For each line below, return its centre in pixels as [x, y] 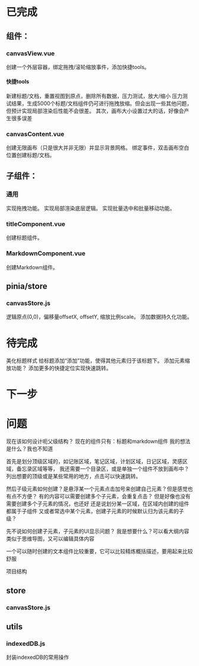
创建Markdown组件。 [32, 267]
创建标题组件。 [24, 238]
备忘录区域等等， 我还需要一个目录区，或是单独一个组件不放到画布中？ [103, 469]
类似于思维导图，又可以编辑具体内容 [50, 539]
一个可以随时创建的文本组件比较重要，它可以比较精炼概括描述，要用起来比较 [99, 551]
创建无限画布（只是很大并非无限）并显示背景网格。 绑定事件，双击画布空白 [98, 148]
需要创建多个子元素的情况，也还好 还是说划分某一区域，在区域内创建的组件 [98, 504]
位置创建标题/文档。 [31, 155]
